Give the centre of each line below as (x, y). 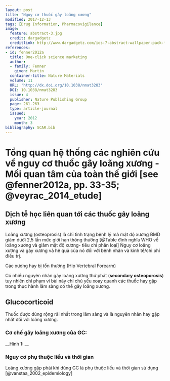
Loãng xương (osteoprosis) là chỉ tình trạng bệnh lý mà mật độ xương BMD (83, 234)
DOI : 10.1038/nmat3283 (34, 90)
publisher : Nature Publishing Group (48, 99)
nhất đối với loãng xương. (32, 320)
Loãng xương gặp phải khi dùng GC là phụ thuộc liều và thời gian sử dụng (82, 368)
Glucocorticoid (29, 302)
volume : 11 (21, 80)
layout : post (19, 10)
